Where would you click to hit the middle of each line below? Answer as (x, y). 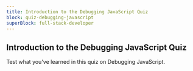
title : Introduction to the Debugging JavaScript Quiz (77, 12)
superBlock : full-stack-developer (50, 23)
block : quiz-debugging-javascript (50, 17)
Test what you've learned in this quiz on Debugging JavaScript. (86, 62)
